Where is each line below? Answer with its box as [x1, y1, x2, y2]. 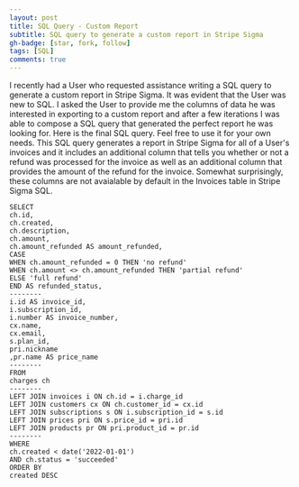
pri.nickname [9, 345, 59, 354]
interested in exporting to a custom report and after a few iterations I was [9, 109, 281, 119]
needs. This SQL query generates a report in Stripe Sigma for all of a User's [9, 137, 290, 148]
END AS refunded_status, [9, 281, 103, 290]
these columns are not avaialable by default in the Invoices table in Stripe [9, 176, 281, 186]
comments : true [9, 55, 67, 64]
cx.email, [9, 329, 47, 338]
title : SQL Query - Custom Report [9, 22, 140, 31]
